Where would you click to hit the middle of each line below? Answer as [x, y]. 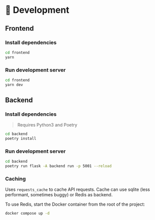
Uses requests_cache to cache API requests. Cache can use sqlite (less [77, 189]
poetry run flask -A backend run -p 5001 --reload [58, 166]
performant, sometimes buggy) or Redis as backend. [59, 195]
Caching [16, 179]
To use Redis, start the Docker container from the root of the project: [75, 204]
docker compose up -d [27, 214]
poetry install [21, 139]
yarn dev [14, 85]
